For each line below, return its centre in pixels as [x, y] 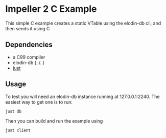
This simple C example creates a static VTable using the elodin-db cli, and [83, 23]
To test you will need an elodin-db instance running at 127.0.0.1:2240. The [82, 96]
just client [18, 131]
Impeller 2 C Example [51, 9]
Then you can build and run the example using [54, 121]
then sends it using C [28, 28]
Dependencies [29, 45]
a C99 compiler [29, 57]
